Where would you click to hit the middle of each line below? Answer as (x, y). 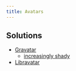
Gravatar (26, 50)
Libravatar (27, 62)
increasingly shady (47, 56)
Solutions (24, 36)
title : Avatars (25, 12)
